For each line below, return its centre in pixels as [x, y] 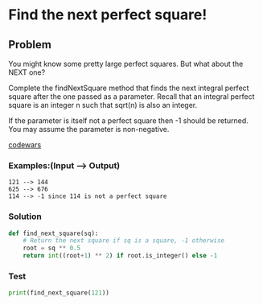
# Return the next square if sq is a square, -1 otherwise [124, 241]
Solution [25, 216]
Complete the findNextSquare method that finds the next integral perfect [129, 88]
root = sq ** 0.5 [52, 248]
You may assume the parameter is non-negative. [89, 129]
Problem [30, 45]
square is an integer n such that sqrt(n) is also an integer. [103, 105]
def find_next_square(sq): [53, 233]
